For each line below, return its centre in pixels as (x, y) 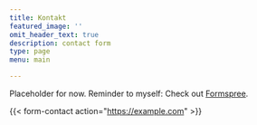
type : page (30, 52)
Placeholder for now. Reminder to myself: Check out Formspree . (129, 93)
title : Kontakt (38, 18)
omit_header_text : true (54, 34)
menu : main (30, 60)
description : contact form (60, 43)
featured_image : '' (46, 26)
